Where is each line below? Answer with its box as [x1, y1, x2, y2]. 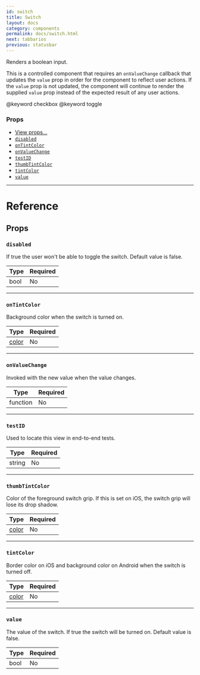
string [9, 458, 26, 466]
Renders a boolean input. [6, 58, 68, 66]
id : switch [6, 8, 33, 15]
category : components [6, 25, 60, 32]
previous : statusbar [6, 42, 58, 48]
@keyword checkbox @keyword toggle [6, 100, 102, 107]
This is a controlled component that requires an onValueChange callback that [6, 70, 192, 77]
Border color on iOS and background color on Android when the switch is [6, 561, 186, 569]
